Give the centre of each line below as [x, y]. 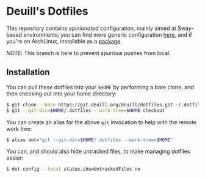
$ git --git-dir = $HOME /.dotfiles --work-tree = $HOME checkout [86, 110]
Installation [28, 72]
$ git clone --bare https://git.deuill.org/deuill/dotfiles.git [90, 105]
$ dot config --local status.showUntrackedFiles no [73, 169]
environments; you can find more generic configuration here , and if [108, 34]
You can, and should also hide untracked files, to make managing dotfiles [98, 152]
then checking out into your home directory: [62, 94]
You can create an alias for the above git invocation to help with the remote [102, 122]
